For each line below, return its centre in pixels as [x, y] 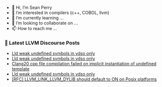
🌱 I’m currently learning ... [38, 18]
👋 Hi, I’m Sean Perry [32, 8]
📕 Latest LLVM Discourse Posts [42, 43]
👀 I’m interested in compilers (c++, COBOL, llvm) [60, 13]
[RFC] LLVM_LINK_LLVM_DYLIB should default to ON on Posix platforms [84, 79]
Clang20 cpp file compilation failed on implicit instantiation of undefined [84, 64]
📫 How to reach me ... [34, 28]
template [20, 69]
